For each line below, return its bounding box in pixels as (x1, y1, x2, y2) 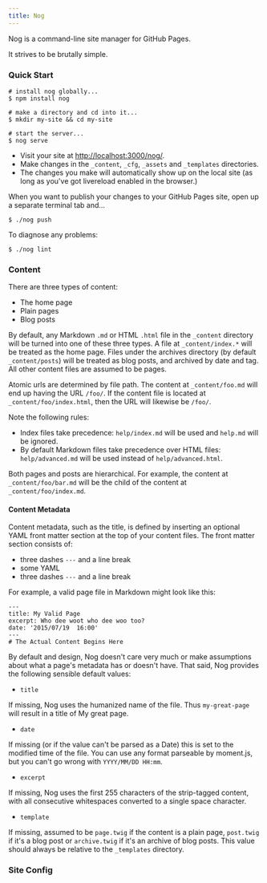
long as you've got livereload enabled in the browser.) (19, 176, 198, 185)
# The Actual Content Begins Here (8, 638, 124, 646)
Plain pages (19, 306, 59, 316)
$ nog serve (8, 136, 48, 144)
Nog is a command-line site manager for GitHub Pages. (8, 34, 191, 43)
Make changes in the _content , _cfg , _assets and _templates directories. (19, 159, 259, 168)
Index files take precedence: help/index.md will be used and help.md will (19, 428, 259, 438)
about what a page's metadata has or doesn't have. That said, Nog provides (8, 661, 259, 670)
